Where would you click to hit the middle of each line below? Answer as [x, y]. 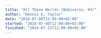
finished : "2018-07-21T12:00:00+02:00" [47, 28]
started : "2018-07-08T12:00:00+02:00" [45, 23]
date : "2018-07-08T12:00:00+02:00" [42, 19]
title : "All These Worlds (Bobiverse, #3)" [51, 10]
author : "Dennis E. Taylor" [34, 14]
